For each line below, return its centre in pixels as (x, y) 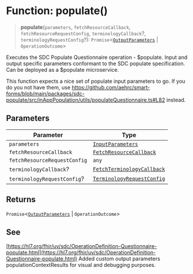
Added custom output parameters (119, 259)
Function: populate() (57, 11)
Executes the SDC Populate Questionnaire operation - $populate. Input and (97, 57)
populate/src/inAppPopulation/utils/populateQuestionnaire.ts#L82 (86, 100)
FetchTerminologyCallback (129, 169)
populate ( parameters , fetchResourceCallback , (75, 27)
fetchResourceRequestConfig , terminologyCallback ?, (83, 33)
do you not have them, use (38, 87)
